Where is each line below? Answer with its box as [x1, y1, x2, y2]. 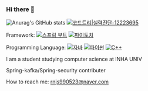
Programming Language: [6, 44, 66, 51]
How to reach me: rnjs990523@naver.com [6, 78, 109, 85]
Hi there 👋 [6, 5, 35, 13]
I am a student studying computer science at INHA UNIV [6, 55, 142, 63]
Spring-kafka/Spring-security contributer [6, 67, 106, 74]
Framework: [6, 32, 35, 38]
